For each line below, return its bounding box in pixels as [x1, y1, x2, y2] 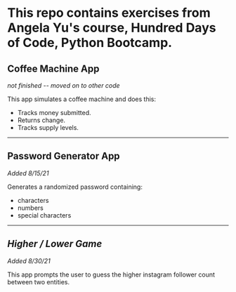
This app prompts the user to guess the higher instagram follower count [7, 270, 216, 279]
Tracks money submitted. [17, 109, 91, 117]
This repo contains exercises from [7, 5, 211, 21]
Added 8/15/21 [7, 168, 49, 177]
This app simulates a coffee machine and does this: [7, 95, 157, 103]
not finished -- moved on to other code [7, 81, 121, 89]
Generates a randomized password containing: [7, 182, 143, 191]
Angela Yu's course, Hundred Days [7, 20, 216, 36]
